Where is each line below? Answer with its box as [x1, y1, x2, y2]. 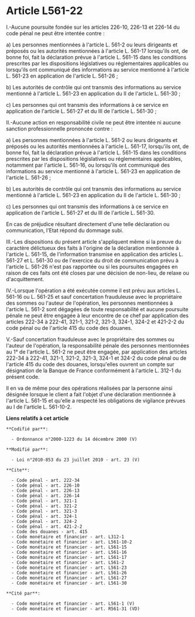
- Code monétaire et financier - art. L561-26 [11, 569, 127, 576]
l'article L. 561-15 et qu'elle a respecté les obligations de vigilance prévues [6, 397, 186, 404]
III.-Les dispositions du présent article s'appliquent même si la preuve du [6, 238, 182, 245]
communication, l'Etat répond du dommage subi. [6, 227, 124, 234]
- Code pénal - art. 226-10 [11, 483, 80, 488]
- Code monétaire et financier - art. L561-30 [11, 580, 127, 586]
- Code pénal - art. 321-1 [11, 498, 77, 504]
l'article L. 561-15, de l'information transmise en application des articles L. [6, 251, 183, 258]
